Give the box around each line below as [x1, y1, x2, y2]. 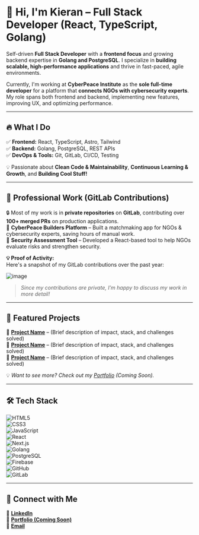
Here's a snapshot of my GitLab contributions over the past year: [6, 261, 165, 268]
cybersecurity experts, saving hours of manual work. [6, 230, 135, 237]
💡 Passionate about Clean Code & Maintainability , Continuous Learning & [6, 163, 188, 170]
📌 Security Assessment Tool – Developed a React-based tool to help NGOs [6, 236, 191, 243]
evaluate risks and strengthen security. [6, 243, 101, 250]
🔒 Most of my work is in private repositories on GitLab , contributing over [6, 209, 185, 216]
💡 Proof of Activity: [6, 254, 54, 261]
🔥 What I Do [6, 122, 51, 132]
